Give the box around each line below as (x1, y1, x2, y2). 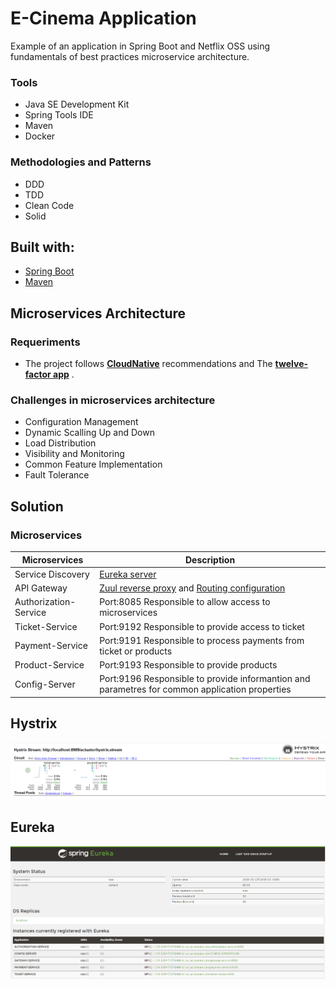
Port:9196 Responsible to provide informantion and (99, 673, 311, 685)
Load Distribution (24, 437, 97, 449)
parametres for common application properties (99, 683, 292, 696)
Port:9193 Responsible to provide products (99, 659, 278, 671)
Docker (24, 130, 56, 142)
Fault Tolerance (24, 469, 90, 481)
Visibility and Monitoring (24, 448, 125, 460)
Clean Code (24, 199, 75, 211)
